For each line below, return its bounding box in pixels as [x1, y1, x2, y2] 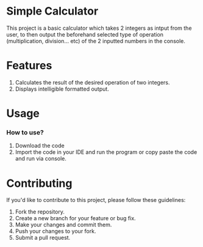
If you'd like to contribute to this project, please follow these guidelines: [6, 197, 186, 204]
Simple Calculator [6, 4, 99, 18]
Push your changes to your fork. [15, 228, 96, 235]
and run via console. [15, 155, 67, 162]
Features [6, 59, 52, 72]
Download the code [15, 142, 65, 150]
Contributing [6, 176, 73, 190]
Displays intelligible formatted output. [15, 85, 110, 92]
